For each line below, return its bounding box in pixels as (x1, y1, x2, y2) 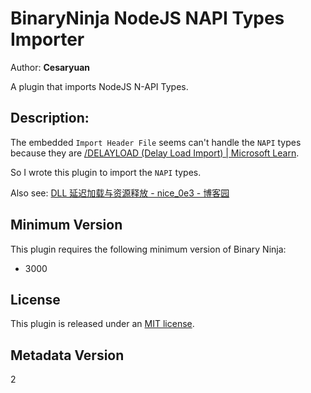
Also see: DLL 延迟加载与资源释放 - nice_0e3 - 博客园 (10, 187, 230, 199)
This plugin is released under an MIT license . (10, 318, 195, 330)
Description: (10, 110, 90, 127)
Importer (10, 28, 85, 51)
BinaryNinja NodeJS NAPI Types (10, 7, 285, 30)
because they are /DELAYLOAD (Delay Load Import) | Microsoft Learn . (10, 147, 300, 159)
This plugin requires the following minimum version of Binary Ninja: (10, 243, 287, 255)
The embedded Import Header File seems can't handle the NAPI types (10, 136, 302, 148)
